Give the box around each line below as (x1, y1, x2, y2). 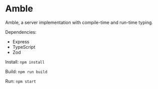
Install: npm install (5, 59, 45, 65)
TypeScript (12, 44, 36, 50)
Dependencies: (5, 29, 37, 35)
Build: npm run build (5, 68, 48, 75)
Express (12, 38, 30, 45)
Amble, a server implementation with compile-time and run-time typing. (5, 19, 153, 25)
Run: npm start (5, 78, 36, 84)
